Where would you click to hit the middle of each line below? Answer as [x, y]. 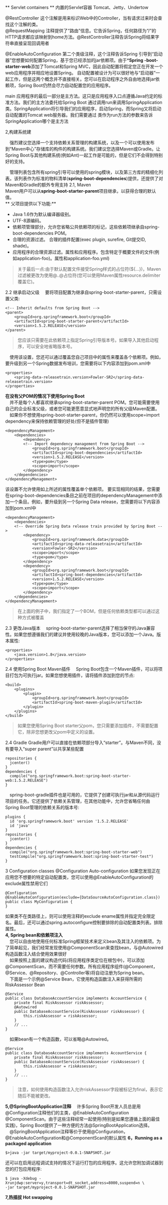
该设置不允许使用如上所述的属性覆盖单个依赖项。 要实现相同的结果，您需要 [83, 489]
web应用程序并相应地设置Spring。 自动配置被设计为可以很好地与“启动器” [80, 73]
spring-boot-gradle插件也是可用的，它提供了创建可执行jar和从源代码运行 [85, 795]
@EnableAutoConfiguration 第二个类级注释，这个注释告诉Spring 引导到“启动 [84, 54]
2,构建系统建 [18, 132]
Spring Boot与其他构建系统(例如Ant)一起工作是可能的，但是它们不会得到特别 [84, 155]
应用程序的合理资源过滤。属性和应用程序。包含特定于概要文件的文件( [83, 252]
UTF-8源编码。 [28, 221]
